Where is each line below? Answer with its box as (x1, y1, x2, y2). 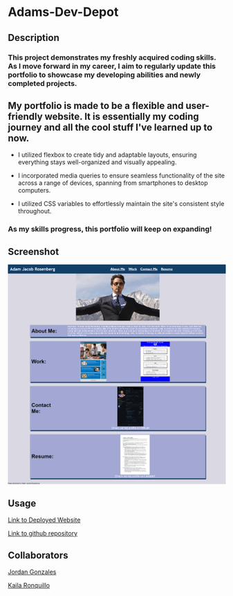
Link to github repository (8, 529, 78, 538)
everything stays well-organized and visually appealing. (17, 158, 177, 166)
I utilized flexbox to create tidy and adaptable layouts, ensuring (17, 150, 197, 159)
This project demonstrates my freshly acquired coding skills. (8, 53, 216, 62)
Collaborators (8, 549, 68, 561)
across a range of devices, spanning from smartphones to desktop (17, 179, 208, 187)
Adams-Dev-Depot (8, 4, 119, 20)
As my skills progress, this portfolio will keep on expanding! (8, 225, 212, 234)
